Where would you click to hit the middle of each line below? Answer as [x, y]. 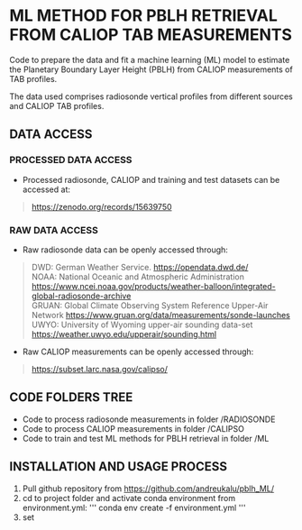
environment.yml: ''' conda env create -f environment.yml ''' [134, 507]
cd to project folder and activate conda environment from [129, 498]
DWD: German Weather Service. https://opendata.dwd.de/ [140, 267]
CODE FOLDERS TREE [71, 397]
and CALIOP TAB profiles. [57, 105]
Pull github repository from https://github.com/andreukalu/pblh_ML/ [148, 489]
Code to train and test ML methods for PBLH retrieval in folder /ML [146, 438]
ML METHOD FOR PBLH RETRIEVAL [143, 16]
